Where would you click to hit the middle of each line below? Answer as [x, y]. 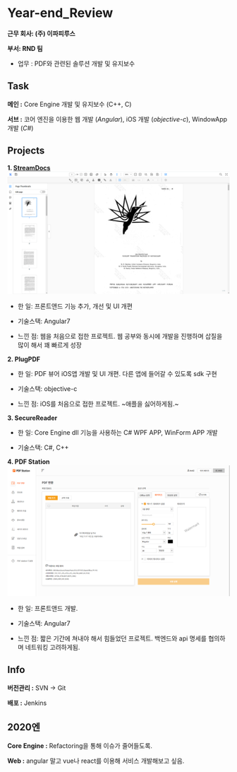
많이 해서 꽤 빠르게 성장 [50, 345]
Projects [26, 151]
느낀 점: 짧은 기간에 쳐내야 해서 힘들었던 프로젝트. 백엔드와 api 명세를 [112, 638]
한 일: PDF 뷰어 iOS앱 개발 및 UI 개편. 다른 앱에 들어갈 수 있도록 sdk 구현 [117, 374]
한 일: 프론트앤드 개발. [48, 608]
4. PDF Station [29, 462]
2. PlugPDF [24, 359]
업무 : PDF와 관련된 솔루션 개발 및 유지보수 [76, 63]
